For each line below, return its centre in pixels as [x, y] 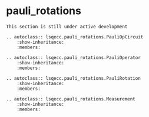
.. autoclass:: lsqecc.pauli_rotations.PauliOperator [74, 57]
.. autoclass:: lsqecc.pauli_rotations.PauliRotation [74, 78]
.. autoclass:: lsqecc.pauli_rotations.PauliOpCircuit [75, 37]
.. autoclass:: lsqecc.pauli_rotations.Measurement [71, 99]
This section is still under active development [67, 27]
